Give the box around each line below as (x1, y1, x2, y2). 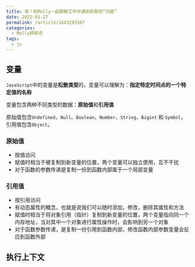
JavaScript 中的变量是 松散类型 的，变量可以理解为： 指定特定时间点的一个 (6, 81, 182, 88)
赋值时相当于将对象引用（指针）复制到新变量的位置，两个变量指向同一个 (14, 211, 189, 218)
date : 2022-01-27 (6, 14, 49, 20)
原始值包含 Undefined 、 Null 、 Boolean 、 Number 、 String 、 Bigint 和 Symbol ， (6, 113, 186, 120)
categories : (6, 25, 35, 31)
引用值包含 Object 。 (6, 121, 53, 128)
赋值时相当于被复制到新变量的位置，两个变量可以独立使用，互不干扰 (14, 158, 179, 165)
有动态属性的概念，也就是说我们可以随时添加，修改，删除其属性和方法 (14, 204, 184, 211)
